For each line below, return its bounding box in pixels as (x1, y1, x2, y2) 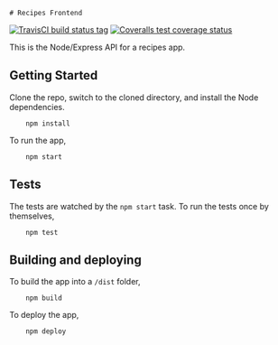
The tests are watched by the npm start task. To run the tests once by (9, 200, 269, 211)
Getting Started (9, 68, 98, 83)
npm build (25, 294, 63, 303)
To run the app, (9, 135, 67, 145)
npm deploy (25, 327, 67, 336)
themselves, (9, 210, 55, 221)
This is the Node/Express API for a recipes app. (9, 42, 186, 52)
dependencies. (9, 101, 65, 112)
